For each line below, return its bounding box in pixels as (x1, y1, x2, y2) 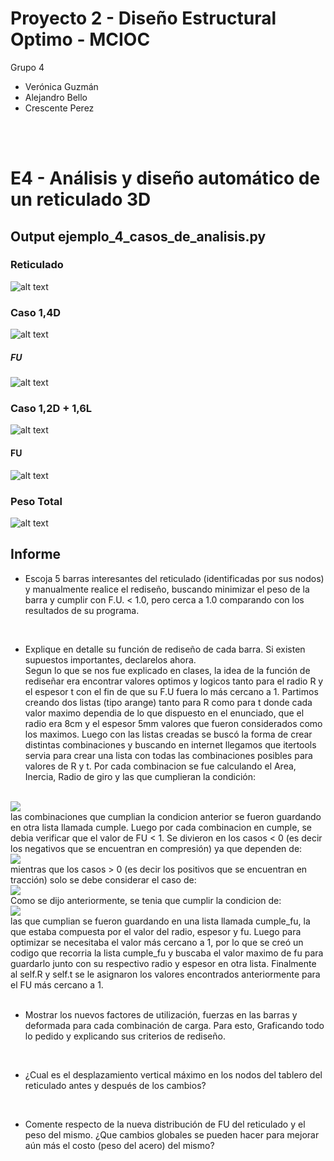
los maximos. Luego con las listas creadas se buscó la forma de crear (24, 728, 313, 740)
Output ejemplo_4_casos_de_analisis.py (10, 228, 267, 245)
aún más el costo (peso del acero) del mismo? (24, 1139, 215, 1151)
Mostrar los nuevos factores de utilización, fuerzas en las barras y (24, 1008, 298, 1021)
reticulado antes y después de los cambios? (24, 1079, 207, 1091)
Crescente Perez (24, 102, 95, 114)
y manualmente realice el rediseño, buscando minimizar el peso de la (24, 583, 310, 595)
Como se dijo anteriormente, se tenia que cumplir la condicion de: (10, 894, 282, 906)
